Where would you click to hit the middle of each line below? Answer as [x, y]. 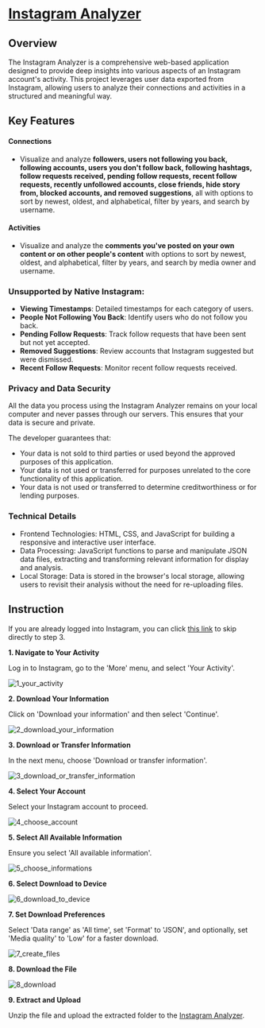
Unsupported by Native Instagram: [77, 291]
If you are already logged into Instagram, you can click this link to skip [122, 628]
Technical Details [42, 516]
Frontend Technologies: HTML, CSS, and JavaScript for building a [127, 533]
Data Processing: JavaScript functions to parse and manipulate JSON [133, 550]
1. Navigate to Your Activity [54, 652]
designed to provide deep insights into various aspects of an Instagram [125, 71]
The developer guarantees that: [60, 438]
